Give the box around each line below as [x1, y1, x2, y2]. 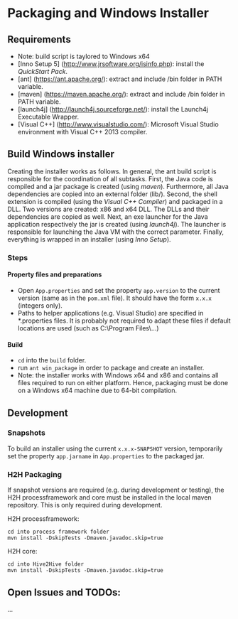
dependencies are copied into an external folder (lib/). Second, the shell [7, 190, 218, 198]
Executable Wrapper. [17, 112, 80, 121]
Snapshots [7, 428, 46, 438]
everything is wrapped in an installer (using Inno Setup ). [7, 235, 172, 243]
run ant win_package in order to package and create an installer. [17, 364, 205, 372]
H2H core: [7, 547, 38, 556]
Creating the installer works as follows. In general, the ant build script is [7, 167, 217, 176]
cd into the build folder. [17, 356, 87, 365]
